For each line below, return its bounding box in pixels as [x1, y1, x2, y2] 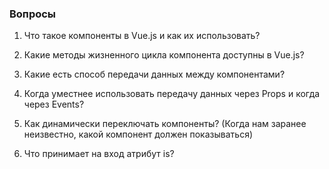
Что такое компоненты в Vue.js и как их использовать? [23, 30, 261, 42]
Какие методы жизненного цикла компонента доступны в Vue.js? [23, 49, 305, 61]
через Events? [23, 98, 85, 111]
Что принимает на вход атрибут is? [23, 148, 175, 160]
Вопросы [9, 7, 57, 21]
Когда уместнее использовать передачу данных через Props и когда [23, 88, 321, 100]
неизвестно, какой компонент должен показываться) [23, 128, 253, 141]
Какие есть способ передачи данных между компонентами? [23, 68, 286, 81]
